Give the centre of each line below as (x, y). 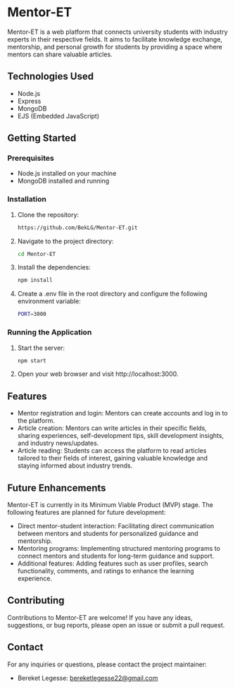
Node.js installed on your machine (67, 173)
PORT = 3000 (32, 315)
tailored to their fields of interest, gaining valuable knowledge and (113, 458)
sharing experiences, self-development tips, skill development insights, (120, 436)
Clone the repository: (48, 214)
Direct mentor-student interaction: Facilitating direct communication (116, 526)
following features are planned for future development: (87, 513)
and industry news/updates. (58, 443)
